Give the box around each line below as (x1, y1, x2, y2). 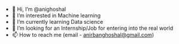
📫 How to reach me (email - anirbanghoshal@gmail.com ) (11, 32, 154, 38)
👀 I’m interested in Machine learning (11, 12, 101, 19)
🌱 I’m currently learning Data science (11, 18, 104, 25)
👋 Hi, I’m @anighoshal (11, 6, 66, 12)
